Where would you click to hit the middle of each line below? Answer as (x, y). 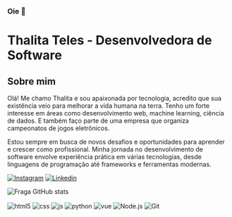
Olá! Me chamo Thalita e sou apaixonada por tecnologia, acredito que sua (115, 98)
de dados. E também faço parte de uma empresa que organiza (98, 120)
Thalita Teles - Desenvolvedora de (110, 41)
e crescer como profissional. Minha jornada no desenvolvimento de (105, 149)
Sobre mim (32, 81)
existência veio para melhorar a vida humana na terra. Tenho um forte (109, 106)
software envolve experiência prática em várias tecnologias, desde (105, 156)
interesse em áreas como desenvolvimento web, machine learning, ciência (116, 113)
